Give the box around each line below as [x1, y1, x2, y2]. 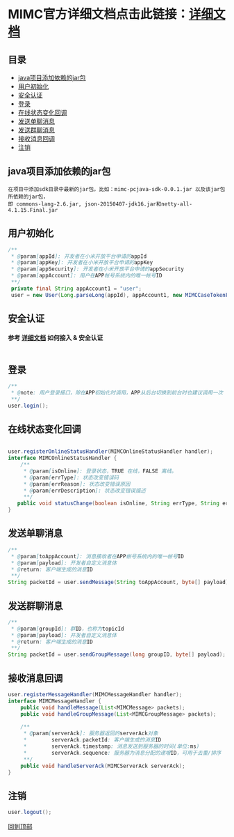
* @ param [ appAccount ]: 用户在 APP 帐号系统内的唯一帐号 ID [10, 272, 162, 279]
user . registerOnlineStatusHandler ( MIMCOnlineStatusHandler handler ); [8, 448, 214, 455]
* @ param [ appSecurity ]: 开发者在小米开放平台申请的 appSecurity [10, 266, 185, 272]
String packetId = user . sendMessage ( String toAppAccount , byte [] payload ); [8, 579, 232, 586]
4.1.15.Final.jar [8, 206, 58, 213]
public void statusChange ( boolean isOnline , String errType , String [17, 500, 219, 507]
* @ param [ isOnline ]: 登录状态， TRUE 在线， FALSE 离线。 [23, 468, 177, 475]
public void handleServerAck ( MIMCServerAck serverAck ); [20, 762, 186, 769]
